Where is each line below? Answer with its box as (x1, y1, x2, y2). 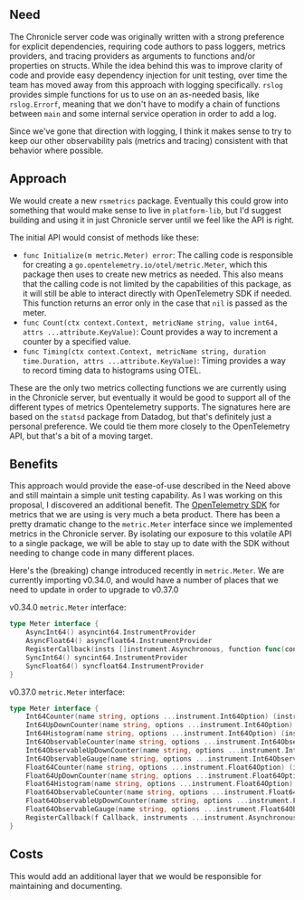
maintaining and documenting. (9, 880, 123, 891)
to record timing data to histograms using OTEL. (22, 365, 202, 375)
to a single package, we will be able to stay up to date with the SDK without (9, 538, 290, 549)
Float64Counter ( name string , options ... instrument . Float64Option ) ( (25, 763, 294, 772)
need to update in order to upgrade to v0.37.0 (9, 584, 179, 595)
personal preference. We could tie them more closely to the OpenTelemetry (9, 421, 290, 431)
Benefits (9, 457, 59, 472)
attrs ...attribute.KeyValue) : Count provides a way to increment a (22, 326, 279, 337)
